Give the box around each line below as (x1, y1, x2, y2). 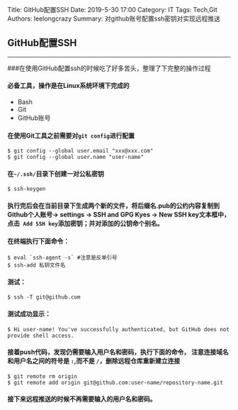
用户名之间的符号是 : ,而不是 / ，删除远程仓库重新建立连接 (13, 357, 181, 365)
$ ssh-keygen (7, 186, 46, 193)
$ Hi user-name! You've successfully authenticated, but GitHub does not (7, 326, 230, 333)
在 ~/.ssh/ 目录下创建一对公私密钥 (7, 169, 105, 178)
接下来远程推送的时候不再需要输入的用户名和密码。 (7, 395, 157, 404)
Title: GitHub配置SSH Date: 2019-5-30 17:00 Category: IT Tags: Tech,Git (7, 6, 217, 13)
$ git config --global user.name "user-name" (7, 154, 144, 161)
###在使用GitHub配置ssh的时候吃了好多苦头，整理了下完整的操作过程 (7, 64, 211, 72)
